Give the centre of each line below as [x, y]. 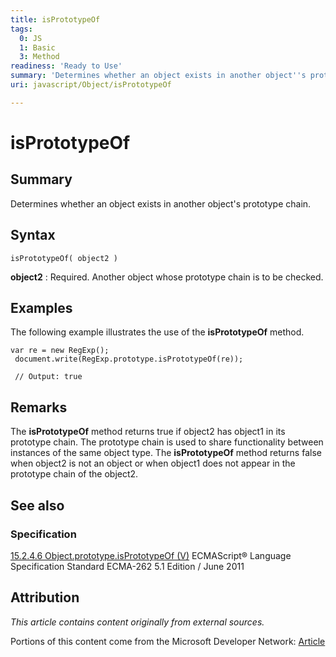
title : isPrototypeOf [55, 19]
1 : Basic [37, 47]
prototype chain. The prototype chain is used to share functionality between [167, 442]
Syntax [33, 235]
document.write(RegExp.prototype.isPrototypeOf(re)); [129, 359]
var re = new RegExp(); [60, 351]
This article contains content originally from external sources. [137, 622]
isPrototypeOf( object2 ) [64, 258]
